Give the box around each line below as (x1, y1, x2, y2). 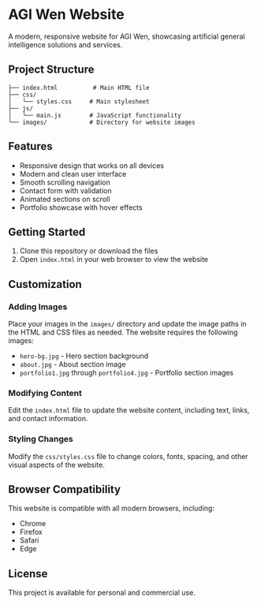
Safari (19, 536, 39, 545)
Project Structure (8, 63, 95, 77)
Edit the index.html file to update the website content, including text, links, (8, 405, 250, 415)
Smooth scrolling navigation (19, 177, 110, 187)
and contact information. (8, 414, 88, 424)
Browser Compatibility (8, 483, 121, 496)
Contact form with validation (19, 185, 112, 195)
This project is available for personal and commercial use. (8, 588, 196, 597)
